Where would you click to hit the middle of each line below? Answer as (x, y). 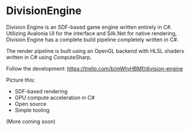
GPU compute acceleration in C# (55, 98)
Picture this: (21, 80)
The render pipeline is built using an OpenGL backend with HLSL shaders (95, 51)
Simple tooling (32, 110)
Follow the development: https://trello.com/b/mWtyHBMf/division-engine (95, 68)
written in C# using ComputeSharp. (49, 57)
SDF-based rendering (41, 91)
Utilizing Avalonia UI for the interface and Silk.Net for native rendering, (91, 33)
